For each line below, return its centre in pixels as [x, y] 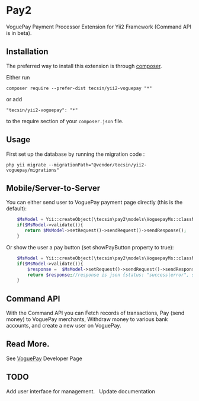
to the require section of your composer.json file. [65, 121]
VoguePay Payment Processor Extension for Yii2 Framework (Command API [99, 27]
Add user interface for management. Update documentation [81, 391]
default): [17, 208]
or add [14, 99]
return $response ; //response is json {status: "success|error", [108, 275]
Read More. [28, 344]
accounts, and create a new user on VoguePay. [64, 326]
